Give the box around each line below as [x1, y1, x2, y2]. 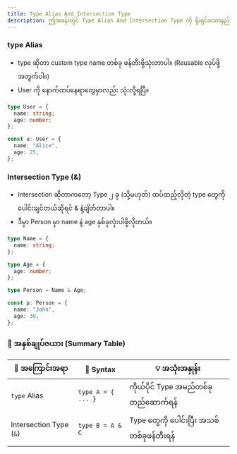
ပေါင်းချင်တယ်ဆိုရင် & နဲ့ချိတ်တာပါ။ [17, 204, 115, 212]
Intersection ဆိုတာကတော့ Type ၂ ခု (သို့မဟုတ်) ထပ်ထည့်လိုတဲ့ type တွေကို [17, 190, 226, 199]
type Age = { [7, 261, 46, 268]
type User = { [7, 103, 49, 110]
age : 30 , [13, 312, 39, 319]
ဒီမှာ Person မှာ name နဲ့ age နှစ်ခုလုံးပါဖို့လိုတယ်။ [17, 218, 153, 226]
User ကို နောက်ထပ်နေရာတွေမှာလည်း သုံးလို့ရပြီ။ [17, 85, 150, 94]
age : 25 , [13, 149, 39, 156]
